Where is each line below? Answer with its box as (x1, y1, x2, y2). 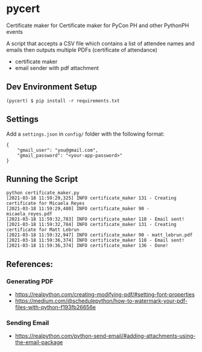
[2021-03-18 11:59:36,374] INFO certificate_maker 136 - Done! (6, 243, 169, 249)
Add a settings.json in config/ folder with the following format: (6, 130, 165, 137)
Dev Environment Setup (6, 82, 98, 92)
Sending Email (6, 318, 49, 327)
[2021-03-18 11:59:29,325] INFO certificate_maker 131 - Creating (6, 195, 177, 201)
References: (6, 259, 53, 269)
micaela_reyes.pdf (6, 211, 52, 217)
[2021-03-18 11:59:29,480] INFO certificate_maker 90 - (6, 206, 150, 212)
